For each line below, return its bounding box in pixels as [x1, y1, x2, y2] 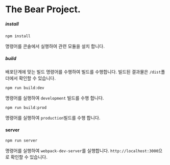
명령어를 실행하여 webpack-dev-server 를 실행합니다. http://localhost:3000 [5, 148, 159, 154]
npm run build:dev [5, 85, 44, 90]
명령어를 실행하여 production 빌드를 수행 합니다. [5, 115, 101, 121]
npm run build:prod [5, 105, 47, 110]
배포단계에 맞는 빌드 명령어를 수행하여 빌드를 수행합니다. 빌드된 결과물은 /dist [5, 69, 161, 75]
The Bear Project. [5, 4, 81, 15]
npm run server [5, 138, 38, 144]
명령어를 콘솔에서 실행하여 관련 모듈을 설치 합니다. [5, 43, 105, 50]
